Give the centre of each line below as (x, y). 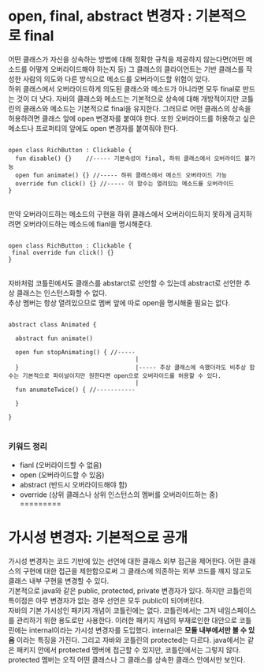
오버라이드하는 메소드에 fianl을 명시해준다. (87, 224)
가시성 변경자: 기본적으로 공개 (98, 538)
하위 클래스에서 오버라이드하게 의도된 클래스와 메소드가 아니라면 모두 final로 (125, 88)
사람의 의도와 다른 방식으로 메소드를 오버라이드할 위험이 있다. (116, 79)
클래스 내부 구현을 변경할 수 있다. (59, 581)
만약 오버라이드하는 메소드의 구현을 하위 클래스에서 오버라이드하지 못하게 (120, 214)
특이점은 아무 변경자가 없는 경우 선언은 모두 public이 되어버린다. (106, 601)
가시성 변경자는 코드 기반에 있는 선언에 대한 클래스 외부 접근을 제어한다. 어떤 (125, 562)
